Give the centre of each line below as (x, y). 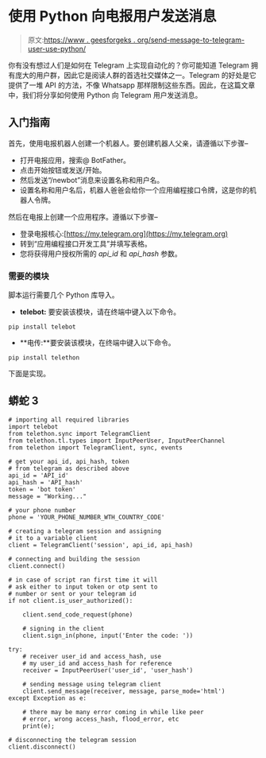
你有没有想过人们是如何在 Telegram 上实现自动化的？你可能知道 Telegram (129, 65)
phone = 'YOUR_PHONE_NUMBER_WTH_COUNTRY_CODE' (87, 517)
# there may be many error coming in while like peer (113, 712)
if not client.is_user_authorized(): (71, 601)
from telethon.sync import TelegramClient (79, 433)
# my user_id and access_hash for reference (97, 663)
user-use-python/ (56, 49)
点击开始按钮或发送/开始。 (63, 170)
